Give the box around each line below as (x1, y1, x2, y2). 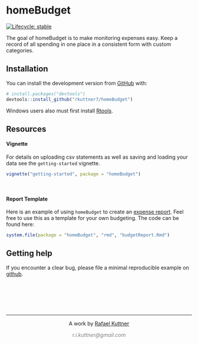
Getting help (6, 248, 52, 259)
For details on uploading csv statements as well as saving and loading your (6, 153, 189, 161)
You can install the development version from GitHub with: (6, 79, 147, 86)
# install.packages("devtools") (6, 91, 85, 97)
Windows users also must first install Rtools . (6, 107, 113, 114)
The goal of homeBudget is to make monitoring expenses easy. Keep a (6, 34, 178, 41)
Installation (6, 64, 48, 74)
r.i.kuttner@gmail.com (72, 331, 126, 338)
